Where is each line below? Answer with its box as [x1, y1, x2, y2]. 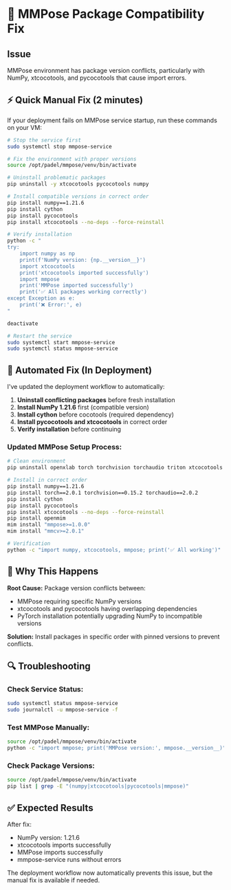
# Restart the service [7, 333, 72, 340]
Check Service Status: [7, 684, 84, 693]
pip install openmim [7, 515, 67, 522]
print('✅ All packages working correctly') [19, 289, 148, 296]
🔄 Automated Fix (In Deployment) [7, 364, 153, 376]
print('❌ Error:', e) [19, 302, 82, 309]
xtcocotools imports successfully [16, 841, 111, 849]
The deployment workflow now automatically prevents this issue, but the [7, 869, 213, 877]
